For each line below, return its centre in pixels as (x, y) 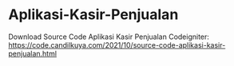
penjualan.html (33, 53)
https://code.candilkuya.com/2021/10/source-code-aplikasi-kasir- (117, 45)
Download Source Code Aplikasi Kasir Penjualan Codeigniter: (109, 37)
